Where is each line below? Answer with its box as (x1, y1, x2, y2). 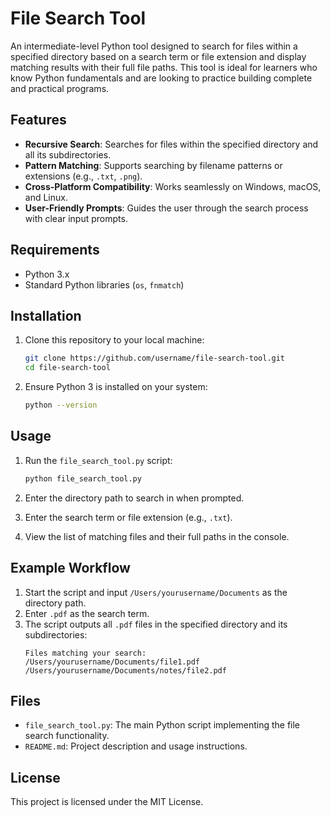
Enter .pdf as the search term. (24, 607, 150, 619)
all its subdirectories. (24, 148, 112, 161)
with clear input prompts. (24, 212, 128, 224)
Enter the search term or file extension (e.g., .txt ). (24, 511, 233, 523)
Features (10, 112, 67, 129)
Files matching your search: (24, 648, 147, 658)
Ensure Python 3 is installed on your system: (24, 381, 208, 393)
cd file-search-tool (24, 363, 111, 373)
